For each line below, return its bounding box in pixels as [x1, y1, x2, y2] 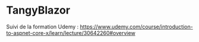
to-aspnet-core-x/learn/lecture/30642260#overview [6, 29, 136, 36]
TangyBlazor [6, 4, 70, 17]
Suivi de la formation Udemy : [6, 23, 79, 30]
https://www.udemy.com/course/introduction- [80, 23, 194, 30]
